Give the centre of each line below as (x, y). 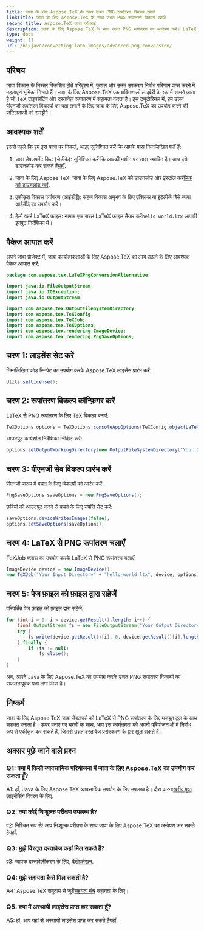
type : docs (20, 35)
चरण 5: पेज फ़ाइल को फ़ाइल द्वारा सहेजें (62, 594)
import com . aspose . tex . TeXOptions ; (51, 325)
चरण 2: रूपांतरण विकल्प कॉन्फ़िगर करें (61, 401)
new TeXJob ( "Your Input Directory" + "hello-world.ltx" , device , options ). (104, 575)
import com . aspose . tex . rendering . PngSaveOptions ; (70, 337)
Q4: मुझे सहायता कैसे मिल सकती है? (48, 878)
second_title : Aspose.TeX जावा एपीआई (51, 23)
